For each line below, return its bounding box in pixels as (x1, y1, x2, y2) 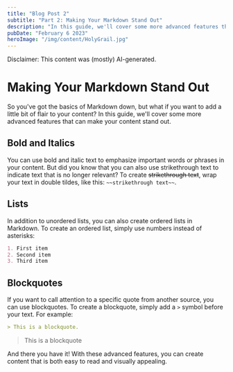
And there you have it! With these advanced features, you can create (7, 350, 204, 358)
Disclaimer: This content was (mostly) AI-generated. (7, 55, 157, 63)
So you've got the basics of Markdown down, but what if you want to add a (7, 102, 222, 111)
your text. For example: (7, 310, 74, 318)
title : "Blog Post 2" (7, 10, 70, 17)
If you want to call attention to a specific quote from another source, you (7, 296, 214, 304)
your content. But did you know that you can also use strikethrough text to (7, 163, 219, 171)
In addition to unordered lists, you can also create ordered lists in (7, 216, 193, 225)
